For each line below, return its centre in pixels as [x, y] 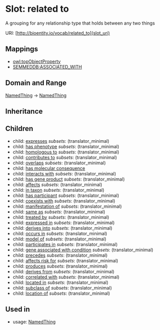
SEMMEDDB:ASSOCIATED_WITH [47, 67]
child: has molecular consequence [49, 168]
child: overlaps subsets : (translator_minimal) [59, 163]
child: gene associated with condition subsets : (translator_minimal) [83, 250]
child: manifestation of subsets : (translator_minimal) [67, 206]
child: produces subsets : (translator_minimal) [60, 266]
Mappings [22, 49]
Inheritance [24, 111]
